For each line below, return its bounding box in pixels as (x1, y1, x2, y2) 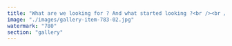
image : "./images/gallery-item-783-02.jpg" (7, 16, 135, 23)
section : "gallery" (7, 28, 64, 36)
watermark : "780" (7, 22, 57, 29)
